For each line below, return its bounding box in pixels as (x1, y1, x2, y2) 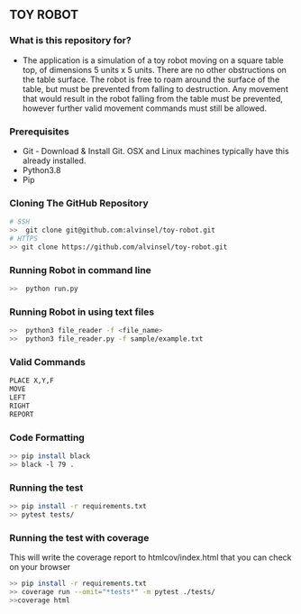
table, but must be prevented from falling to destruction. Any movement (22, 83, 288, 94)
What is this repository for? (9, 34, 132, 47)
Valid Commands (9, 355, 86, 368)
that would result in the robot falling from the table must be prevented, (22, 93, 284, 104)
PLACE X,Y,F (9, 376, 54, 386)
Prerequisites (9, 125, 69, 138)
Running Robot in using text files (9, 306, 155, 318)
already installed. (22, 155, 87, 166)
